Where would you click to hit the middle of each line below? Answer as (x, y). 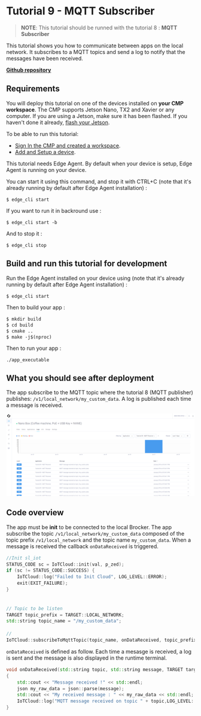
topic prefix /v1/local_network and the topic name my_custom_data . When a (99, 540)
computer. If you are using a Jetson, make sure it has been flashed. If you (97, 116)
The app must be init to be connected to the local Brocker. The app (89, 527)
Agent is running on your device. (46, 170)
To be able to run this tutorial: (42, 134)
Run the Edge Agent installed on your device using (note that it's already (95, 278)
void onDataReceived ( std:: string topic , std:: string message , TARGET (95, 669)
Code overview (35, 513)
